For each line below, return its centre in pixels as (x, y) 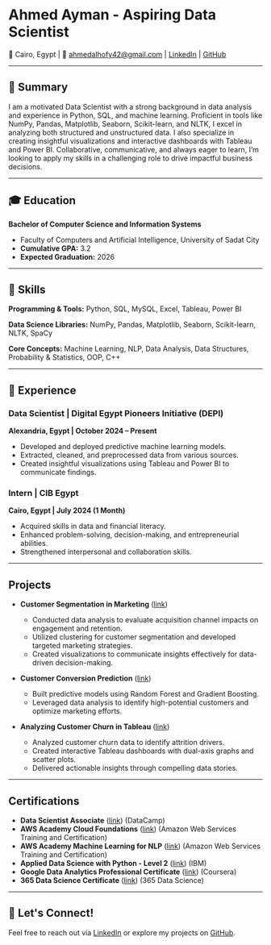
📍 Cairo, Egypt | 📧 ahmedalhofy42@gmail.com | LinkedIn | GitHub (117, 54)
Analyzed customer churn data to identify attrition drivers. (128, 743)
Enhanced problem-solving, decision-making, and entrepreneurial (129, 535)
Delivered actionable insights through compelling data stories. (135, 768)
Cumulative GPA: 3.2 (55, 248)
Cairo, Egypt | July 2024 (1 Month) (67, 510)
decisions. (25, 166)
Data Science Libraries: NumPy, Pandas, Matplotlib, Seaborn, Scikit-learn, (132, 325)
